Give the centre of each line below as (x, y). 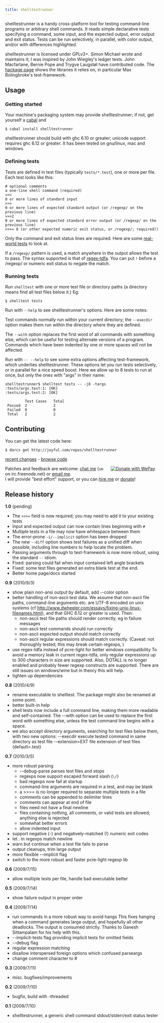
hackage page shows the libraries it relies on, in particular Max (68, 70)
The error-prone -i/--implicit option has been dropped (69, 537)
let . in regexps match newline (42, 839)
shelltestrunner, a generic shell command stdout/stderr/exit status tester (85, 1015)
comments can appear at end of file (56, 802)
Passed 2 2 (31, 405)
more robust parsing (33, 765)
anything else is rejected (44, 818)
